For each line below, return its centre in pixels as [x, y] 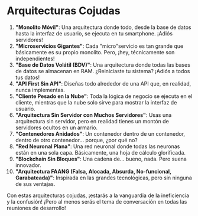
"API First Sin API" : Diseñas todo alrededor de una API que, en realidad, [103, 83]
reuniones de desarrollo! [37, 208]
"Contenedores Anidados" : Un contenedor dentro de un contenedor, [100, 133]
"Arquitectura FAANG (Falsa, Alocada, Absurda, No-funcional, [93, 171]
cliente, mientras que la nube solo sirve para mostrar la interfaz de [96, 102]
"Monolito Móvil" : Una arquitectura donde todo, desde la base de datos [103, 27]
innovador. [28, 165]
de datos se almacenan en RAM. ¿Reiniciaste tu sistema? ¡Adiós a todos [103, 71]
